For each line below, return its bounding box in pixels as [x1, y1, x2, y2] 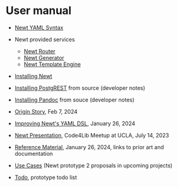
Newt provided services [14, 35, 75, 43]
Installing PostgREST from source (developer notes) [14, 84, 146, 92]
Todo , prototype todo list [14, 174, 77, 181]
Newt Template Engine [23, 61, 81, 68]
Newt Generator [23, 54, 65, 61]
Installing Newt [14, 72, 53, 79]
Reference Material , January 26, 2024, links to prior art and [14, 143, 165, 150]
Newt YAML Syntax [14, 24, 64, 31]
